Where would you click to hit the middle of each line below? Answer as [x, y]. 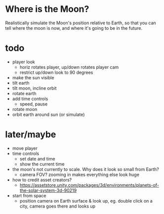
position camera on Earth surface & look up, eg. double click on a [86, 201]
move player [25, 148]
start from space [29, 195]
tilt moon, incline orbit [34, 88]
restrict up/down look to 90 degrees [56, 72]
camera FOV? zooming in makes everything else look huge [80, 174]
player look [24, 62]
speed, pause [34, 104]
